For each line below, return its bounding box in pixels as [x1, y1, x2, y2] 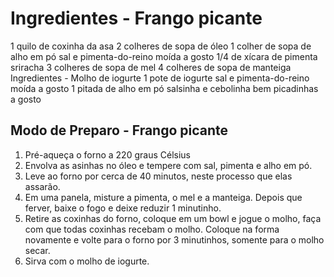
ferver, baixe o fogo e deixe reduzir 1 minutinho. [24, 202, 222, 214]
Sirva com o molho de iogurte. [24, 255, 150, 267]
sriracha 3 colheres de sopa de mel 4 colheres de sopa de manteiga [10, 61, 292, 73]
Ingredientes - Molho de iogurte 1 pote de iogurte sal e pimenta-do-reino [10, 72, 310, 84]
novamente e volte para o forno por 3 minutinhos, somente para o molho [24, 233, 325, 246]
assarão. [24, 180, 61, 192]
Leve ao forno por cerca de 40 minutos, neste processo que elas [24, 170, 293, 182]
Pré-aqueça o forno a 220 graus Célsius [24, 148, 191, 161]
